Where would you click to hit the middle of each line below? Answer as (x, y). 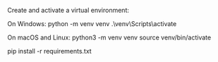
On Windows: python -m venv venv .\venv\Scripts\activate (92, 24)
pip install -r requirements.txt (49, 51)
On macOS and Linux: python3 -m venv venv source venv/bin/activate (109, 37)
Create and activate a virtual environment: (68, 10)
